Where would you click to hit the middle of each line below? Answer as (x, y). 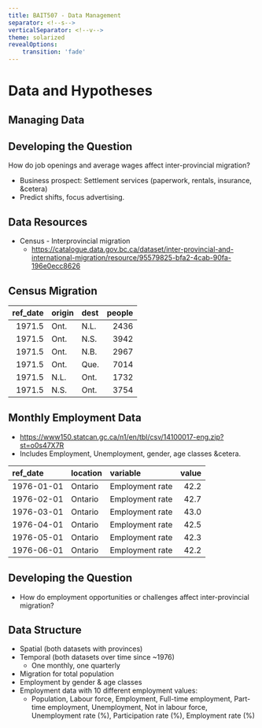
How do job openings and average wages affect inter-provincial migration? (129, 165)
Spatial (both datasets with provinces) (81, 649)
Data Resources (48, 222)
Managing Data (46, 120)
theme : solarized (37, 37)
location (86, 472)
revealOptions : (33, 45)
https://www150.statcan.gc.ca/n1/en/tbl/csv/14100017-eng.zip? (122, 436)
